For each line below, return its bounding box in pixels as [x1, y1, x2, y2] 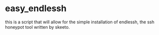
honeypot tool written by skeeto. [5, 24, 70, 30]
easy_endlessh [5, 3, 67, 14]
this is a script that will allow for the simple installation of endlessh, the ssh [5, 19, 155, 25]
